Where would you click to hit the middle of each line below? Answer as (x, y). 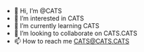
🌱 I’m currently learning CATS (57, 26)
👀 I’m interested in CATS (49, 18)
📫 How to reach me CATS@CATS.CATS (72, 41)
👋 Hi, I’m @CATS (38, 11)
